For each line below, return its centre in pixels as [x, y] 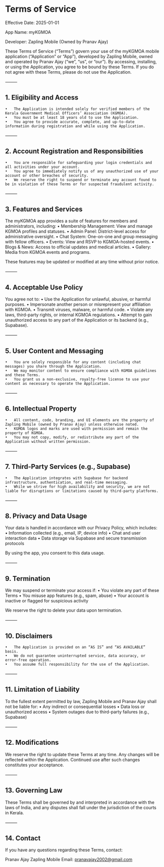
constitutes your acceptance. [35, 765]
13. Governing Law [34, 791]
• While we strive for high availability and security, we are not [78, 487]
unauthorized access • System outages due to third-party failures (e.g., [77, 712]
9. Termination [28, 579]
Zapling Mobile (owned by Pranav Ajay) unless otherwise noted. [72, 424]
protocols [15, 543]
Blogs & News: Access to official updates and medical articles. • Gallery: [78, 247]
